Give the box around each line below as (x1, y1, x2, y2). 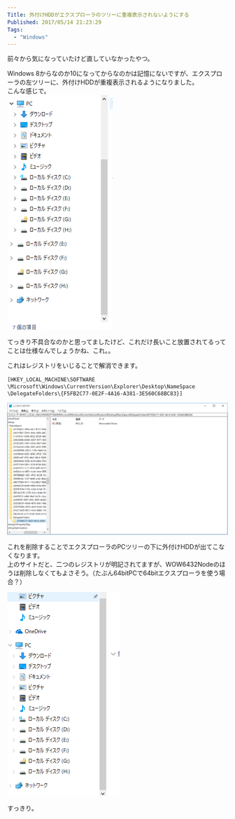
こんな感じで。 (7, 87, 50, 95)
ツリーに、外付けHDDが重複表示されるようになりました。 (31, 78, 199, 87)
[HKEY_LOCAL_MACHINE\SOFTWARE (7, 376, 96, 383)
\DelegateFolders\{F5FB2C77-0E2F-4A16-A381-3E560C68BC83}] (7, 390, 183, 397)
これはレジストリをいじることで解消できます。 (7, 362, 142, 370)
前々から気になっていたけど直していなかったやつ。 (7, 55, 154, 63)
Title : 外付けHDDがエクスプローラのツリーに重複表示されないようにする (7, 11, 190, 18)
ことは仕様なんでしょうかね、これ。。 (7, 347, 115, 355)
